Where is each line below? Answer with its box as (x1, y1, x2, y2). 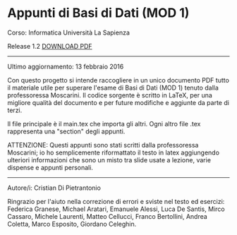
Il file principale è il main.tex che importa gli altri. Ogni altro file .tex (7, 119, 201, 128)
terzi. (7, 106, 23, 114)
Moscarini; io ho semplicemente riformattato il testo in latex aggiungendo (7, 148, 220, 157)
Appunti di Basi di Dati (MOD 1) (7, 5, 190, 21)
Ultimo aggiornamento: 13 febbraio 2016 (7, 62, 124, 71)
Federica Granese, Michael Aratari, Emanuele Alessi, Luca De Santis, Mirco (7, 205, 225, 213)
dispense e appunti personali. (7, 163, 94, 171)
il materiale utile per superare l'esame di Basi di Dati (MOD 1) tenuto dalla (7, 83, 219, 92)
